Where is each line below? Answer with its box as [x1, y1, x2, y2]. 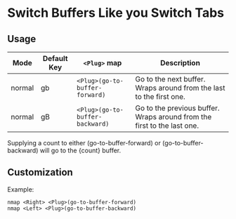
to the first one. [135, 92, 186, 101]
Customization [7, 166, 74, 178]
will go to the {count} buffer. [39, 146, 122, 154]
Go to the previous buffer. [135, 103, 220, 113]
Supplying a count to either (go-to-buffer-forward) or [7, 139, 162, 147]
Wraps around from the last [135, 83, 225, 93]
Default [42, 54, 68, 63]
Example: [7, 185, 34, 194]
